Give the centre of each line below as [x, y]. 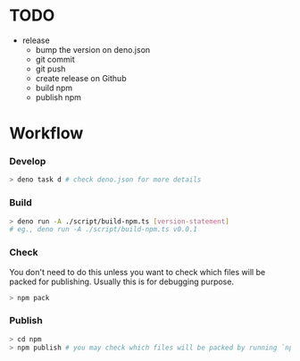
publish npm [58, 97]
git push [50, 69]
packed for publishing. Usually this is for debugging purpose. [122, 281]
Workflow [46, 134]
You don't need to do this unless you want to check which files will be [137, 272]
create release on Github [81, 78]
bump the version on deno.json [93, 49]
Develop [28, 162]
